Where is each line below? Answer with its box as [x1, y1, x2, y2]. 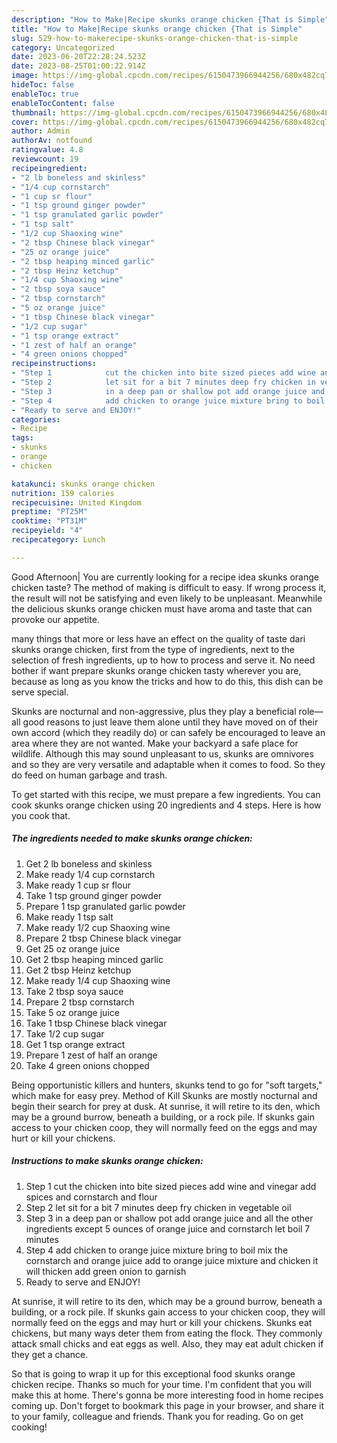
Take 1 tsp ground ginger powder [25, 889, 163, 901]
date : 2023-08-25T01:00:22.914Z [11, 61, 146, 71]
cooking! [11, 1421, 48, 1433]
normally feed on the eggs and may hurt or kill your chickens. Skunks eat [11, 1316, 313, 1328]
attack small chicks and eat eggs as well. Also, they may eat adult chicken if [11, 1337, 324, 1350]
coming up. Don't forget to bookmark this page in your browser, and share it [11, 1399, 324, 1411]
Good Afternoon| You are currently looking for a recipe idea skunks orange [11, 571, 319, 583]
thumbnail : [11, 107, 57, 118]
